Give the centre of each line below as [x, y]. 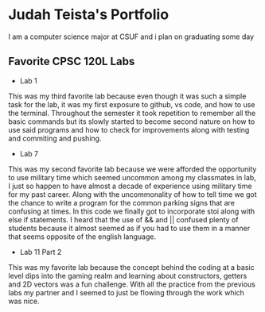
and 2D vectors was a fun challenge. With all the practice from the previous [132, 284]
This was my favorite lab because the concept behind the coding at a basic [131, 267]
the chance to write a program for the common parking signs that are [121, 202]
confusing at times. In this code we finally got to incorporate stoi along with [132, 211]
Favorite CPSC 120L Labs [72, 62]
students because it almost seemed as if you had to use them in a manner [129, 228]
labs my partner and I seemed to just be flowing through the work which [127, 292]
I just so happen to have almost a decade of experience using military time [130, 186]
